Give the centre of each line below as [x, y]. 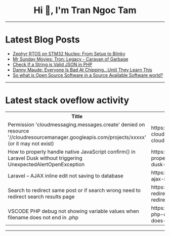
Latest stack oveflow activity [67, 100]
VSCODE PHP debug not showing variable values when [73, 211]
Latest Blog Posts [42, 40]
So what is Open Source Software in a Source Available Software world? [88, 75]
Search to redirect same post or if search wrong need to [74, 190]
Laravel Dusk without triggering [45, 158]
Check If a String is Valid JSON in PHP [52, 64]
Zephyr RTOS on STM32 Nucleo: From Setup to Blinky [69, 54]
